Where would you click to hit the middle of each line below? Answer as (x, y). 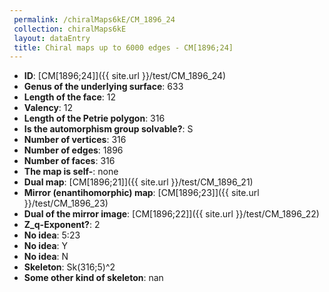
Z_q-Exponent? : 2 (62, 225)
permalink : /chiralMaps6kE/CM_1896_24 (94, 19)
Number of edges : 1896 (73, 150)
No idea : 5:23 (52, 235)
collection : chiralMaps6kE (70, 29)
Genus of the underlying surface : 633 (103, 87)
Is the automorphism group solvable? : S (108, 129)
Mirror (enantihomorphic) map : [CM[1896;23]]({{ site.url (141, 193)
